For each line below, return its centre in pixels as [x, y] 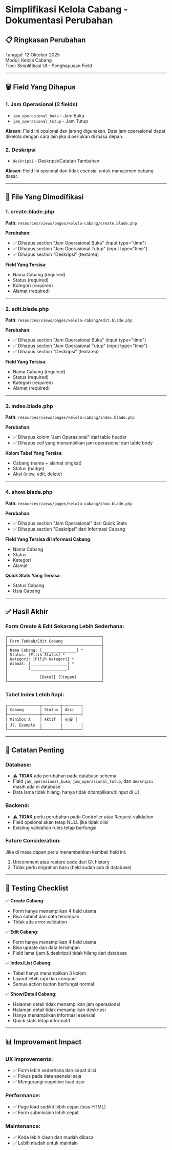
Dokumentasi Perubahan [59, 20]
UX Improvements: [29, 1059]
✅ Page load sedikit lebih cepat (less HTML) [59, 1106]
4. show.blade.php [29, 492]
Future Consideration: [33, 841]
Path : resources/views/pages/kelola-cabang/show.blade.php [69, 503]
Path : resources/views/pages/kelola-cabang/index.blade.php [70, 417]
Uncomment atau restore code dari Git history [61, 862]
